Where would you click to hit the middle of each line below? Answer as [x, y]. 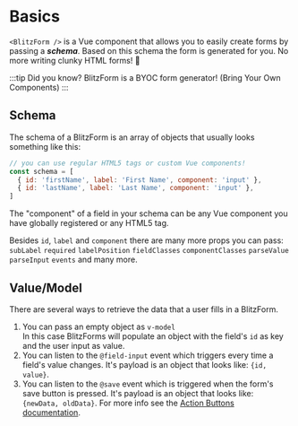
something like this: [45, 146]
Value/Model [46, 287]
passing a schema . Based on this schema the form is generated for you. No [149, 50]
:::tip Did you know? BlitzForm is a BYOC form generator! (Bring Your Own [145, 77]
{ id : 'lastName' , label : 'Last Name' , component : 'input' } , [136, 188]
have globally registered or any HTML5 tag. [89, 223]
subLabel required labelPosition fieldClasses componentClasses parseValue [149, 251]
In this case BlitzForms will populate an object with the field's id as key [153, 336]
